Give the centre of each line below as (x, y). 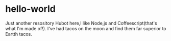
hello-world (31, 9)
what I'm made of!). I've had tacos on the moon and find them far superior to (86, 28)
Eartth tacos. (19, 34)
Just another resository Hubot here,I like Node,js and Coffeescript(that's (81, 23)
